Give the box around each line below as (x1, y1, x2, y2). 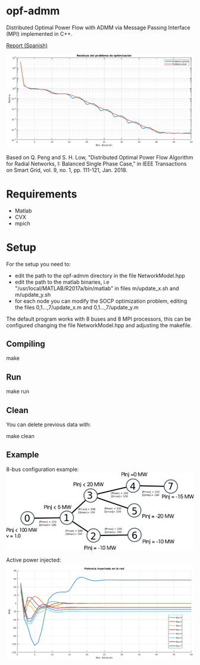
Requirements (6, 187, 77, 201)
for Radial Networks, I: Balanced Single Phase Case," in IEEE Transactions (6, 160, 187, 167)
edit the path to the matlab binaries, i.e (14, 278, 110, 285)
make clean (6, 433, 35, 439)
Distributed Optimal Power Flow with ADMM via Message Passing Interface (6, 24, 190, 31)
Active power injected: (6, 556, 61, 564)
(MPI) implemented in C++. (6, 30, 73, 37)
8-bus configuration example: (6, 466, 79, 473)
